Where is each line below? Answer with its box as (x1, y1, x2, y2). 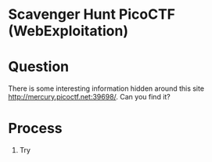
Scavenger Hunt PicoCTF (8, 5, 176, 23)
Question (8, 58, 69, 76)
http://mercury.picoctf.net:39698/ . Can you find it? (8, 92, 171, 102)
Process (8, 120, 63, 138)
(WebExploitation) (8, 22, 129, 40)
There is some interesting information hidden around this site (8, 84, 205, 93)
